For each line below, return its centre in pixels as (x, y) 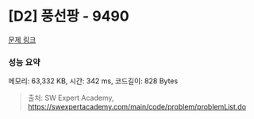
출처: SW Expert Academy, (71, 98)
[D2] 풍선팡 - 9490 (69, 16)
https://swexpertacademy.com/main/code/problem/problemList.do (137, 107)
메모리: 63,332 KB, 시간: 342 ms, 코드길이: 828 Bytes (93, 81)
